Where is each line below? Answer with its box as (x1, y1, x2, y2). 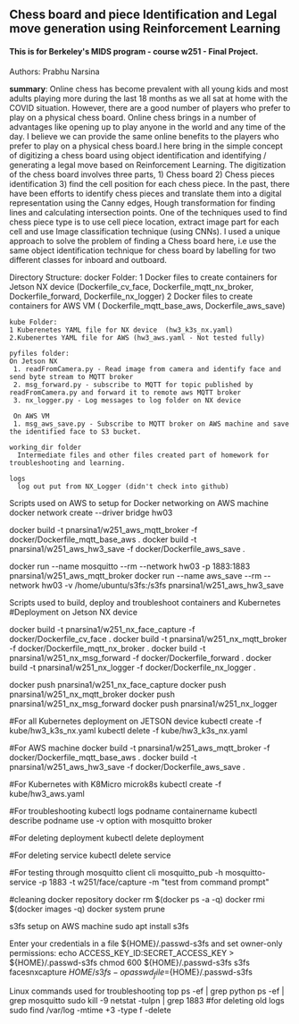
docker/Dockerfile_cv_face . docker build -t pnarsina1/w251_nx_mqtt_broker (9, 633, 287, 644)
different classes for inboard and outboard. (9, 254, 168, 265)
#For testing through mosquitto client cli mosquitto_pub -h (9, 867, 224, 877)
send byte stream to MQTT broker (9, 372, 134, 381)
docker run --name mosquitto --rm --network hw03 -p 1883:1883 (9, 561, 251, 571)
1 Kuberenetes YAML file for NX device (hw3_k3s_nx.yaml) (9, 326, 234, 334)
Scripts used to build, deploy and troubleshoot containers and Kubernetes (9, 597, 281, 607)
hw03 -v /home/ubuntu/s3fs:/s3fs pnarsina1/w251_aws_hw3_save (41, 580, 284, 590)
